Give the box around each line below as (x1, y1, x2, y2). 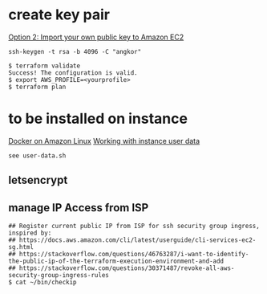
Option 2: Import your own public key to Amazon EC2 (8, 32, 184, 42)
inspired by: (8, 229, 52, 238)
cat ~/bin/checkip (15, 279, 78, 287)
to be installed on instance (8, 110, 188, 128)
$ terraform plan (8, 83, 67, 91)
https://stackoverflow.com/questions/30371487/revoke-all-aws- (18, 264, 235, 272)
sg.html (8, 243, 34, 251)
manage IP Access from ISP (8, 201, 149, 214)
